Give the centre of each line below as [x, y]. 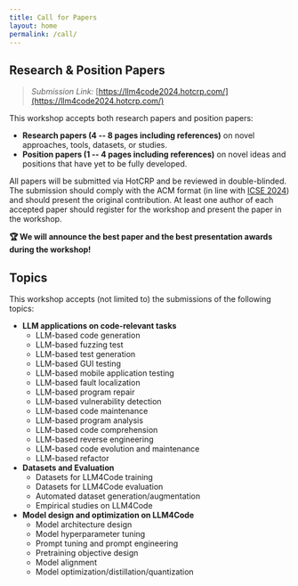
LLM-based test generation [85, 354]
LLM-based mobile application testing [105, 373]
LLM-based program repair [85, 392]
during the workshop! [50, 249]
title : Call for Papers [53, 17]
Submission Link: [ [65, 92]
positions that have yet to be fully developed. [105, 164]
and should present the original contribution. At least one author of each [141, 200]
